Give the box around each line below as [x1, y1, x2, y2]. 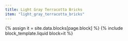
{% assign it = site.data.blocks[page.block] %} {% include [5, 25, 123, 31]
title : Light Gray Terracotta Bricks [5, 7, 83, 12]
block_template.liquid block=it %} [5, 30, 73, 36]
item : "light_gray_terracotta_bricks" [5, 12, 85, 17]
